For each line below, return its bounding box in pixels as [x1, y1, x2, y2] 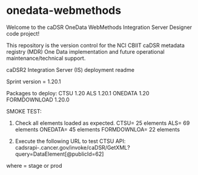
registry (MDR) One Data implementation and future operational [6, 48, 165, 55]
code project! [6, 30, 40, 37]
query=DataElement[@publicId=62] [15, 150, 104, 157]
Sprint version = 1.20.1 [6, 78, 62, 85]
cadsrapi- [15, 144, 40, 151]
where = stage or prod [6, 162, 62, 169]
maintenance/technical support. [6, 54, 86, 62]
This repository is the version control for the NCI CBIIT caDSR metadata [6, 42, 185, 49]
